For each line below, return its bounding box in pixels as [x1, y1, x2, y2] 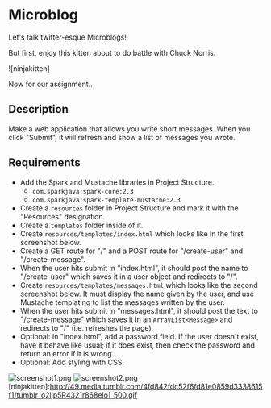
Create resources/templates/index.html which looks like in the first [19, 228, 244, 239]
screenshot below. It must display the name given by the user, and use [19, 289, 254, 298]
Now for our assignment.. [8, 79, 93, 89]
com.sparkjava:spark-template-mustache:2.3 [31, 196, 181, 204]
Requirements [8, 156, 81, 170]
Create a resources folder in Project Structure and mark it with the [19, 203, 240, 213]
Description [8, 102, 69, 116]
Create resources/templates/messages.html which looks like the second [19, 280, 258, 289]
